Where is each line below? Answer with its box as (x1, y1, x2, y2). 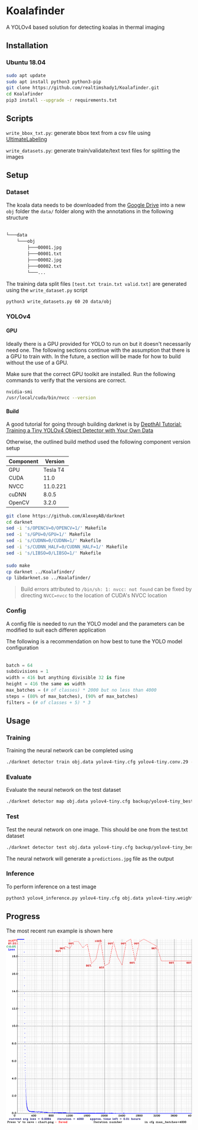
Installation (6, 41, 48, 51)
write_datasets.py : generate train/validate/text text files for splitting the (6, 147, 180, 154)
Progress (6, 911, 40, 921)
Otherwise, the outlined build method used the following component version (6, 438, 191, 445)
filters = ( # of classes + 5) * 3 (6, 699, 91, 705)
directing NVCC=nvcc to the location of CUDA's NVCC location (20, 592, 167, 599)
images (6, 153, 24, 160)
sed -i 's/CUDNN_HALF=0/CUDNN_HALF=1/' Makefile (6, 544, 128, 550)
